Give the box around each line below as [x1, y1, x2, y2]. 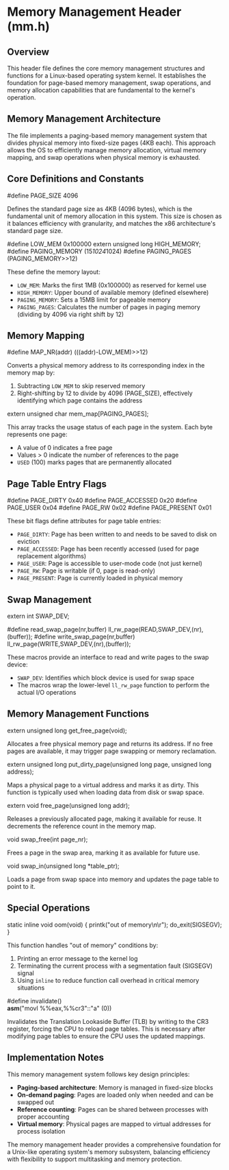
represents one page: [7, 430, 68, 439]
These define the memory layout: [7, 267, 100, 276]
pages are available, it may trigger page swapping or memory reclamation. [7, 747, 217, 755]
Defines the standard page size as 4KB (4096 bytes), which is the [7, 204, 193, 213]
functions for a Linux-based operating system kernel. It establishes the [7, 71, 206, 80]
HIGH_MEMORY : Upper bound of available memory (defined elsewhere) [16, 288, 209, 296]
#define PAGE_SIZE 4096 [7, 191, 79, 200]
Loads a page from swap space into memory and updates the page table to [7, 875, 219, 883]
